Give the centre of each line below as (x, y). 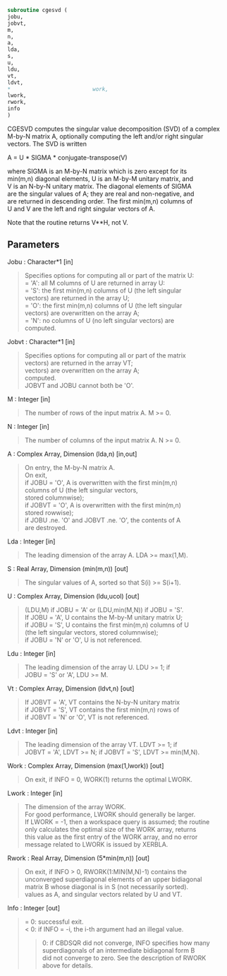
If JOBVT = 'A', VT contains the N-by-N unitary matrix (102, 702)
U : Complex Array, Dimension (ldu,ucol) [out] (73, 596)
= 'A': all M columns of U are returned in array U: (95, 283)
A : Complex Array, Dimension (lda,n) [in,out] (72, 454)
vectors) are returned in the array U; (77, 298)
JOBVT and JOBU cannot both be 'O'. (79, 385)
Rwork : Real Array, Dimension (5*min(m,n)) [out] (79, 858)
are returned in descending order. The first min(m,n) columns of (100, 201)
